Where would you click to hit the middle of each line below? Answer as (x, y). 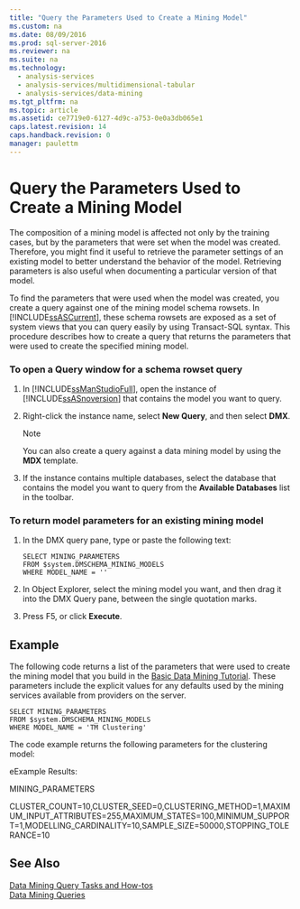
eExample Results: (44, 772)
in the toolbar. (48, 496)
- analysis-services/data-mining (80, 93)
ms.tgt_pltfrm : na (44, 102)
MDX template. (50, 460)
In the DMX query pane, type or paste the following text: (127, 540)
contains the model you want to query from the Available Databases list (156, 487)
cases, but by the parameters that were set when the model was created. (145, 242)
